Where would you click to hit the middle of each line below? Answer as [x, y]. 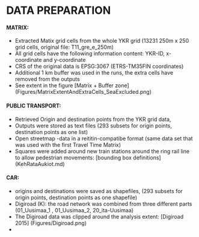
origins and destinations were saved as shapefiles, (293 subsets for [99, 191]
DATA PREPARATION [59, 11]
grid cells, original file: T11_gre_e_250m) [64, 47]
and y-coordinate [64, 60]
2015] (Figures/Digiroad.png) [51, 223]
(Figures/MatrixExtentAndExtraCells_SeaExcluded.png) [83, 92]
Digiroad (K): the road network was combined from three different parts [103, 204]
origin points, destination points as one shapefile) [76, 197]
